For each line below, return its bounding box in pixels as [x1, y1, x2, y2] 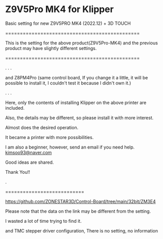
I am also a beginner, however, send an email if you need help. [5, 144, 135, 150]
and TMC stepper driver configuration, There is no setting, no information [5, 227, 158, 233]
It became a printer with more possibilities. [5, 134, 94, 140]
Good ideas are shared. [5, 159, 54, 165]
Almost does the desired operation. [5, 124, 79, 130]
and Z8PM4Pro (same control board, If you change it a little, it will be [5, 74, 148, 80]
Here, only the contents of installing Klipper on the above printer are [5, 100, 147, 106]
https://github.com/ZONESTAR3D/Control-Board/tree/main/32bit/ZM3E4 [5, 198, 156, 204]
